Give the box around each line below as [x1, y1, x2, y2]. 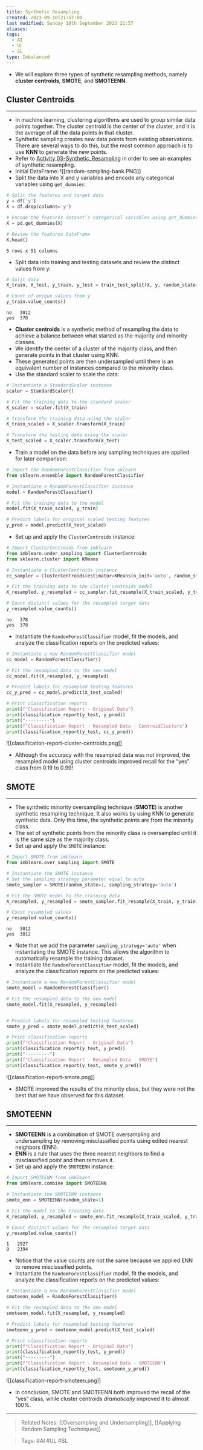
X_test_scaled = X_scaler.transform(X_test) [6, 437, 120, 444]
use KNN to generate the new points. [14, 148, 108, 156]
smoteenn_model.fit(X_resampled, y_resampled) [6, 1310, 126, 1317]
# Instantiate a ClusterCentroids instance [6, 567, 118, 573]
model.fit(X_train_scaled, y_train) [6, 505, 98, 512]
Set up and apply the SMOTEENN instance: [14, 1163, 115, 1170]
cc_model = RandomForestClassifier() [6, 656, 101, 662]
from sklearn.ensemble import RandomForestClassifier [6, 472, 145, 479]
